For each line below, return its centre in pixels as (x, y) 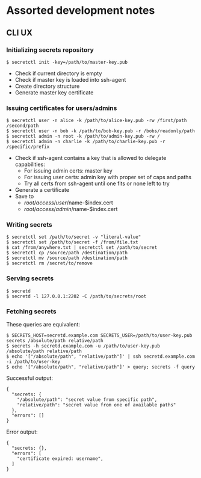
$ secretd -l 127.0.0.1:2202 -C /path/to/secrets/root (76, 296)
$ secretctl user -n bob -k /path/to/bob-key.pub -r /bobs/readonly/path (101, 131)
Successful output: (29, 378)
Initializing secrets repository (50, 50)
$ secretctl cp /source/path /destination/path (67, 253)
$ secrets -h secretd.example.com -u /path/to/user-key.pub (83, 346)
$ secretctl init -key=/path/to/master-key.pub (67, 62)
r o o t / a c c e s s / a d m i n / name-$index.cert (71, 209)
